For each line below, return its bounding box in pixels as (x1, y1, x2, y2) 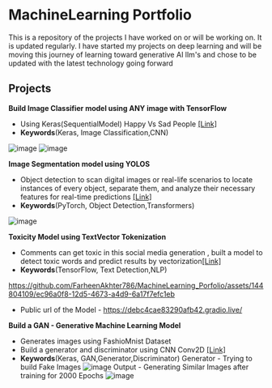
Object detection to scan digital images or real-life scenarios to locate (19, 174, 253, 184)
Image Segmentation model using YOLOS (8, 159, 151, 168)
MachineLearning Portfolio (8, 6, 192, 24)
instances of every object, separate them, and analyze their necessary (19, 183, 256, 193)
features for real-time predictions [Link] (19, 192, 152, 202)
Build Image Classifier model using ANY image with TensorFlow (8, 103, 227, 113)
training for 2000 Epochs (19, 370, 104, 380)
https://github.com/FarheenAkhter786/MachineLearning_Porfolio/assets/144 (8, 280, 264, 290)
